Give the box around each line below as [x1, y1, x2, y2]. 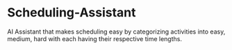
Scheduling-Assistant [7, 5, 137, 21]
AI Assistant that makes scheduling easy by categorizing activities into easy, [7, 27, 226, 36]
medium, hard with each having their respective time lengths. [7, 34, 183, 42]
